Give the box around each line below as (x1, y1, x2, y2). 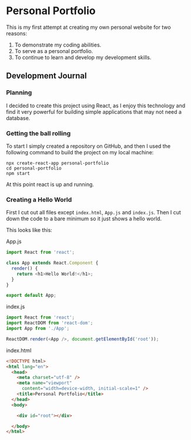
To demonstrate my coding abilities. (14, 41, 102, 48)
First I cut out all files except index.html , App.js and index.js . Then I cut (6, 209, 181, 216)
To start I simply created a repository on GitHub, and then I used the (6, 143, 171, 150)
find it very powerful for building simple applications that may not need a (6, 108, 182, 115)
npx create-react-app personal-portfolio (6, 160, 109, 166)
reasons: (6, 29, 28, 37)
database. (6, 114, 31, 121)
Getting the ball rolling (6, 129, 71, 137)
